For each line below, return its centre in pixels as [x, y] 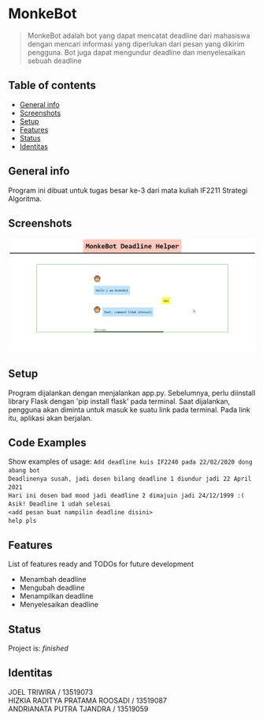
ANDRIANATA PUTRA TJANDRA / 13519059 [78, 709]
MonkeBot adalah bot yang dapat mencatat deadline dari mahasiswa [139, 35]
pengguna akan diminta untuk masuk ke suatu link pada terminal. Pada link [129, 409]
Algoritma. [25, 199]
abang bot [24, 471]
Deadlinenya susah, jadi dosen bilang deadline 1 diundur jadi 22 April [130, 479]
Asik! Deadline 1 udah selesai [59, 504]
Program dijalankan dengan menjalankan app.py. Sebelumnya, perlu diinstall [132, 393]
